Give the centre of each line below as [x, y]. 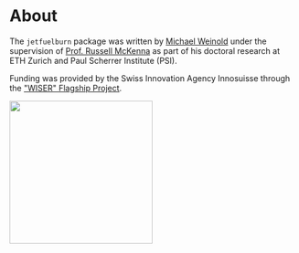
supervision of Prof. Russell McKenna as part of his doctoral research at [145, 50]
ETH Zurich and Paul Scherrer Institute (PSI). [93, 60]
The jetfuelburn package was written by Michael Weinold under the [138, 41]
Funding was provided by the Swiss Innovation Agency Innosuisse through [150, 78]
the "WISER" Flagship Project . [66, 88]
